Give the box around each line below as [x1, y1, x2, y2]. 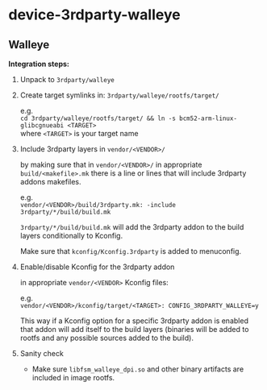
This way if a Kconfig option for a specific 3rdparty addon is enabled [19, 316, 248, 326]
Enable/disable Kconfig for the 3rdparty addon [19, 262, 175, 272]
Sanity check [19, 349, 65, 358]
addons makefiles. [19, 177, 81, 186]
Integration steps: [8, 59, 70, 68]
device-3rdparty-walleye [8, 6, 181, 24]
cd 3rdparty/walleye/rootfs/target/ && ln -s [19, 114, 176, 122]
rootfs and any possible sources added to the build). [19, 333, 194, 342]
